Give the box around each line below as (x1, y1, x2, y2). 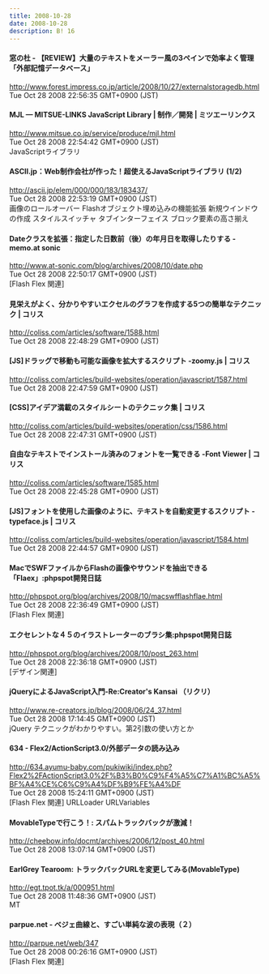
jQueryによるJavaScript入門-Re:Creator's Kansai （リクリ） (9, 686, 215, 697)
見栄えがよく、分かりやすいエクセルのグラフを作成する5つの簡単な (9, 299, 234, 309)
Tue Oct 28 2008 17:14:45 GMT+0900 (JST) (9, 714, 156, 724)
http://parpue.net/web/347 (9, 938, 99, 948)
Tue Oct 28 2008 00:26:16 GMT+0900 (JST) (9, 946, 158, 956)
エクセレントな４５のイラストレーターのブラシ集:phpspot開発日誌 (9, 630, 232, 639)
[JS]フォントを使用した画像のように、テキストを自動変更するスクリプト (9, 506, 250, 515)
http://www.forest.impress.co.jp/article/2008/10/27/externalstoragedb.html (9, 82, 260, 92)
